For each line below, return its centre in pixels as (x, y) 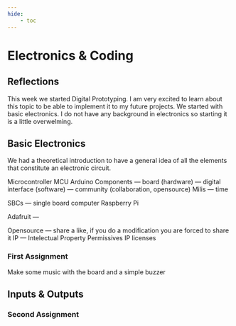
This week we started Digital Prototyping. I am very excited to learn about (115, 99)
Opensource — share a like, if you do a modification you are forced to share (118, 230)
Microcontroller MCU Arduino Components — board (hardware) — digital (114, 182)
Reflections (33, 82)
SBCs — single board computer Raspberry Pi (73, 203)
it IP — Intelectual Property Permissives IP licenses (82, 238)
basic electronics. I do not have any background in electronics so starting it (117, 113)
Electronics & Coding (70, 56)
